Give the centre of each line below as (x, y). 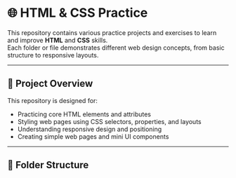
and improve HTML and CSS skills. (58, 40)
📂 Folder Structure (48, 165)
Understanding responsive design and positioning (90, 129)
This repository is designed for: (53, 100)
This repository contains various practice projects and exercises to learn (112, 32)
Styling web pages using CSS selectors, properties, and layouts (109, 121)
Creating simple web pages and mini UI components (93, 136)
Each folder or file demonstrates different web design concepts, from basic (116, 48)
